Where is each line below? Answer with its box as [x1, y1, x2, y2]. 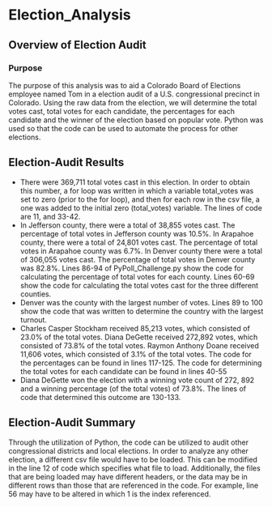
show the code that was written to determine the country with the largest [19, 306, 264, 316]
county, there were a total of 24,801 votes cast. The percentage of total [19, 237, 258, 247]
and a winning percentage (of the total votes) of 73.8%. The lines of [19, 383, 247, 394]
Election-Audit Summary [8, 415, 136, 430]
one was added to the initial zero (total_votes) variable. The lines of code [19, 202, 263, 212]
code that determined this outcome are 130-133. [19, 392, 181, 402]
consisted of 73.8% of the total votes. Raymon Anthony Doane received [19, 340, 259, 350]
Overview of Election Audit [8, 38, 147, 52]
